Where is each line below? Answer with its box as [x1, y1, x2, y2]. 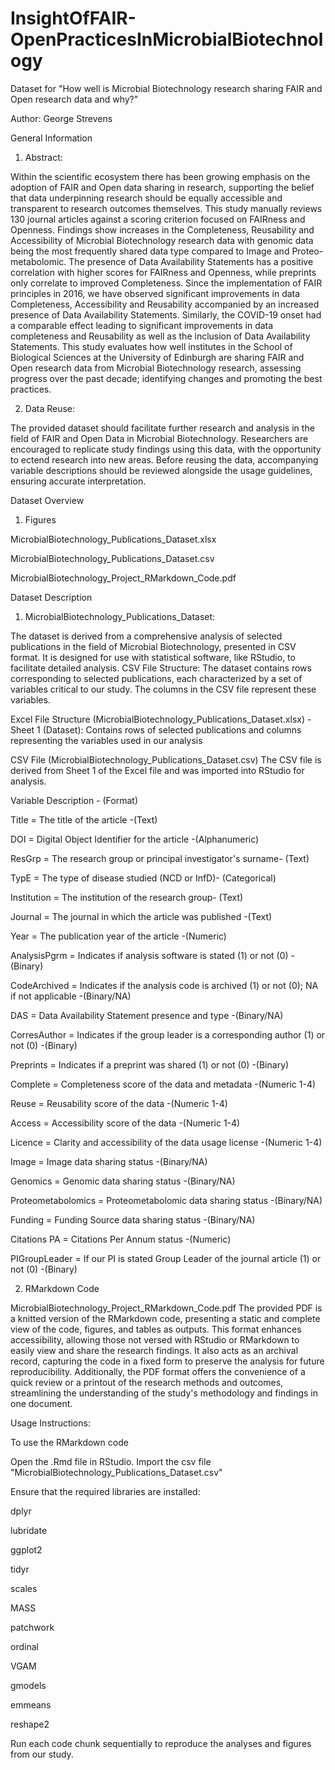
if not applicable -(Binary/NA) [10, 990, 132, 1002]
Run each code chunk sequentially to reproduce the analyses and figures [10, 1737, 312, 1749]
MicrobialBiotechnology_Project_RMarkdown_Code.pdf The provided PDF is [10, 1302, 323, 1314]
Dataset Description [10, 591, 93, 603]
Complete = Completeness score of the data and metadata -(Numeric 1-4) [10, 1078, 317, 1090]
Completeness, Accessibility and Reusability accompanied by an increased [10, 298, 320, 310]
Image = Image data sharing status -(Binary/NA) [10, 1155, 208, 1167]
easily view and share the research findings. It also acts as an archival [10, 1344, 299, 1356]
